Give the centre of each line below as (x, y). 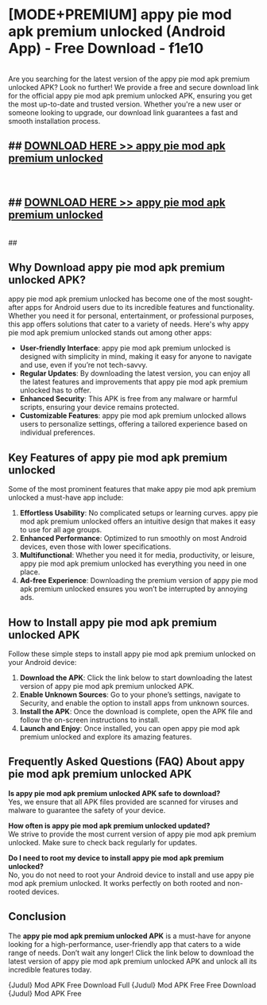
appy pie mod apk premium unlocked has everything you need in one (133, 564)
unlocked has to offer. (55, 390)
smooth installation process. (54, 121)
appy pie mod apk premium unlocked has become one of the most (117, 299)
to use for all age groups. (61, 530)
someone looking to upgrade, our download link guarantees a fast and (123, 112)
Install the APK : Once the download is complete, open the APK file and (136, 711)
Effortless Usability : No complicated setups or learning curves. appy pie (139, 513)
